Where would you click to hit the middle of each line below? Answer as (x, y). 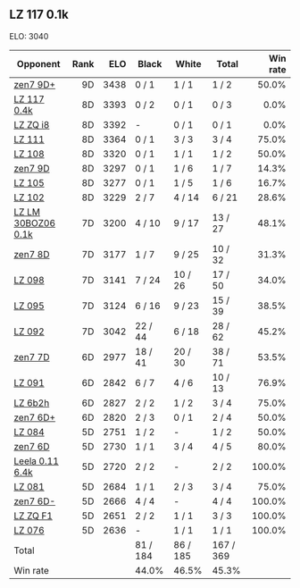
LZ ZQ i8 (32, 124)
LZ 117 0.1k (39, 15)
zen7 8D (32, 254)
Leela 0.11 (37, 461)
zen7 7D (32, 357)
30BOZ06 (35, 223)
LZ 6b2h (32, 403)
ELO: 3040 (29, 36)
